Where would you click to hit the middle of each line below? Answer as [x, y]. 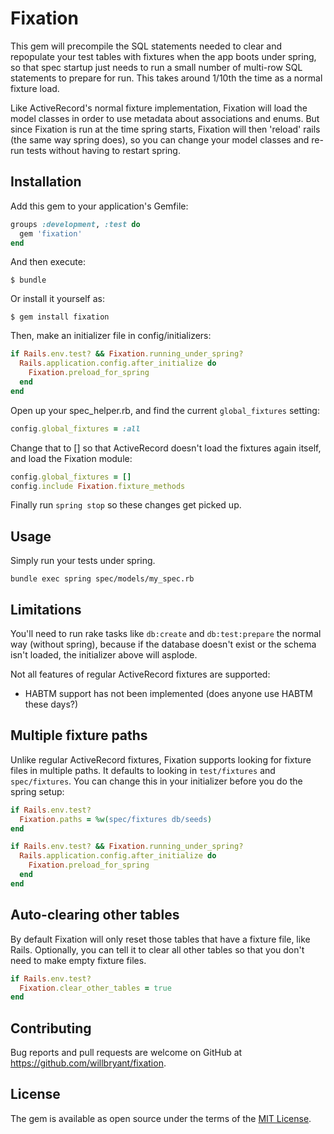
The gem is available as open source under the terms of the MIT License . [161, 1118]
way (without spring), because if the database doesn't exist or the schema [163, 644]
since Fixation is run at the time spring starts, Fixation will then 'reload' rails [165, 129]
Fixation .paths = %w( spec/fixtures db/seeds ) [116, 819]
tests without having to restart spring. [103, 150]
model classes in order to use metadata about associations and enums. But [165, 118]
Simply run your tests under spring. [83, 561]
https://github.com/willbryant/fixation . [88, 1063]
